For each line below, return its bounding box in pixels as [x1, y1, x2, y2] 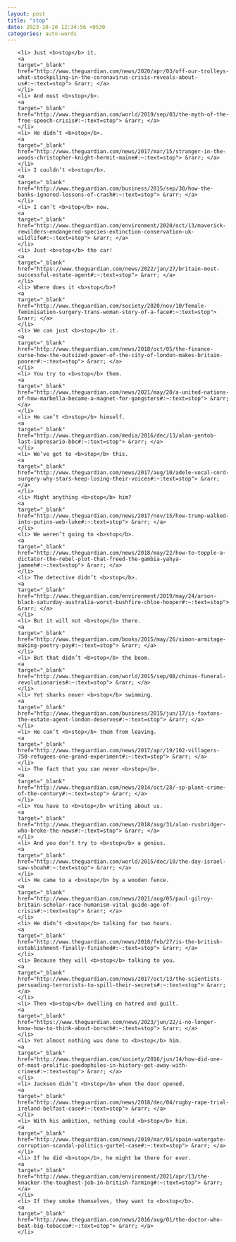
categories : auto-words [7, 30, 77, 37]
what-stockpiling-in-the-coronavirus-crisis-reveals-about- [17, 74, 198, 81]
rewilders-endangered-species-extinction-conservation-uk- [17, 229, 195, 236]
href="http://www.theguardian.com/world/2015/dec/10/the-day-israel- [17, 858, 227, 865]
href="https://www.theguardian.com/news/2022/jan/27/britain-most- [17, 265, 220, 272]
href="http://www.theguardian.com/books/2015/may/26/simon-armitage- [17, 636, 227, 643]
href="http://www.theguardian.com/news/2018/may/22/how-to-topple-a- [17, 550, 227, 557]
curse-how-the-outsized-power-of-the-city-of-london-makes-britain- [17, 352, 223, 359]
